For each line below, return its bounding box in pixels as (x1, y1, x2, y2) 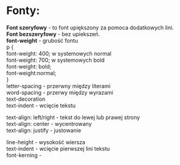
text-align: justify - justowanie (6, 127, 81, 134)
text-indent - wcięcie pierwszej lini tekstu (6, 145, 110, 152)
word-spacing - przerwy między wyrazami (6, 89, 113, 96)
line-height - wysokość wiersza (6, 138, 85, 145)
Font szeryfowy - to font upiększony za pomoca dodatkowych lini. (6, 24, 174, 31)
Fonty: (6, 4, 40, 18)
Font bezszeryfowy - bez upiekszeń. (6, 30, 100, 37)
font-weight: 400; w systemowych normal (6, 50, 112, 57)
